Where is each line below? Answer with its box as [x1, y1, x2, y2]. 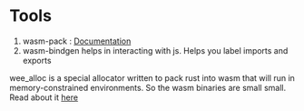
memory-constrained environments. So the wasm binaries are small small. [9, 82, 287, 93]
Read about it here [9, 92, 79, 103]
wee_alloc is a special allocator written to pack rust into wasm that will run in [9, 72, 295, 83]
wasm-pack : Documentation [22, 35, 132, 46]
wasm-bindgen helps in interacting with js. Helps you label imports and [22, 45, 289, 55]
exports [22, 55, 52, 66]
